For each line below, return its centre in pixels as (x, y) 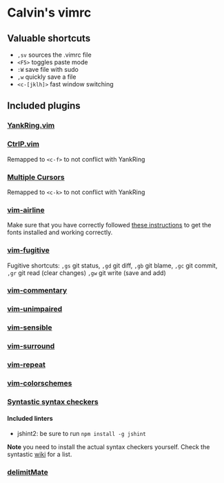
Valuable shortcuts (49, 38)
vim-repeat (27, 365)
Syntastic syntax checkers (53, 401)
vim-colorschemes (40, 383)
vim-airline (26, 210)
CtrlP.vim (23, 144)
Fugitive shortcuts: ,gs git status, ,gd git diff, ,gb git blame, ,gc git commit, (112, 265)
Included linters (30, 418)
